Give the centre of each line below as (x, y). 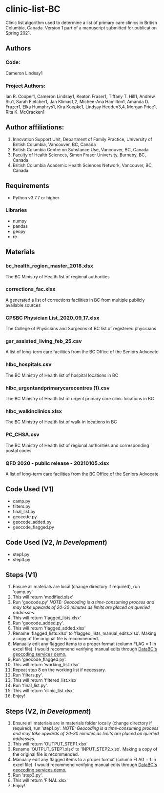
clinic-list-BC (33, 9)
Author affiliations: (35, 128)
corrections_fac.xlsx (31, 289)
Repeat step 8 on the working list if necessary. (59, 670)
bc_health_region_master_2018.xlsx (49, 266)
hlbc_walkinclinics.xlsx (34, 411)
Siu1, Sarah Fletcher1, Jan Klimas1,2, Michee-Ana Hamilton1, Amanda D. (77, 101)
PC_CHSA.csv (22, 434)
